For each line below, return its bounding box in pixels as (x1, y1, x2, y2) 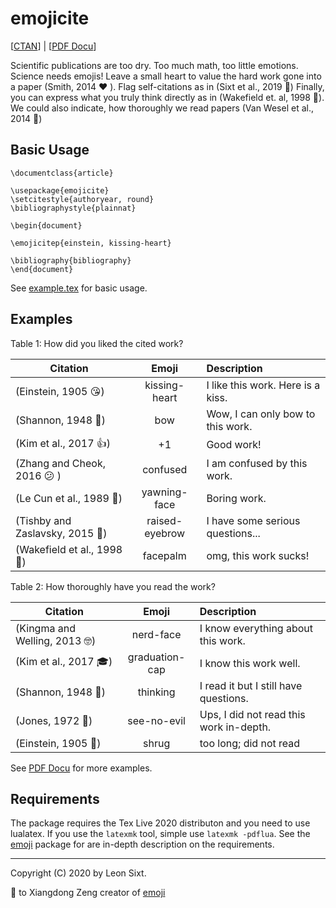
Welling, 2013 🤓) (15, 633, 97, 647)
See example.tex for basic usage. (10, 282, 148, 294)
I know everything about (199, 621, 314, 635)
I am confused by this (206, 456, 308, 470)
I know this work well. (199, 656, 301, 670)
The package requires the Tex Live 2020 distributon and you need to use (10, 817, 311, 829)
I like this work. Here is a (206, 378, 321, 392)
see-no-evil (127, 713, 186, 727)
